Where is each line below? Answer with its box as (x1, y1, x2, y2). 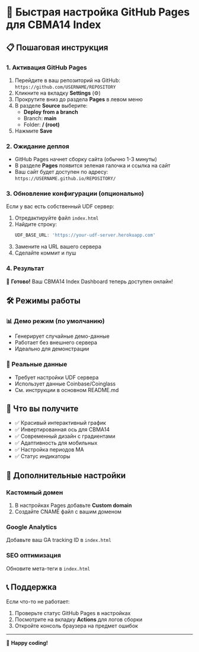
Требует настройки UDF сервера (14, 374, 99, 381)
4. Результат (6, 264, 44, 272)
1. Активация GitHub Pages (6, 63, 87, 71)
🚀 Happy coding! (6, 639, 49, 646)
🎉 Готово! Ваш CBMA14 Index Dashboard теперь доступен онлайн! (6, 278, 174, 285)
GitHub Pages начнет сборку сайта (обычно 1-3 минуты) (14, 156, 158, 163)
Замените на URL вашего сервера (14, 243, 102, 250)
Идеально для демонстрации (14, 345, 89, 353)
